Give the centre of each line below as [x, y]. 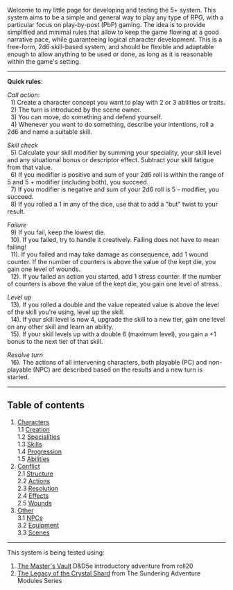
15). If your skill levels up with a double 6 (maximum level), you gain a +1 [113, 334]
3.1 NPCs [30, 518]
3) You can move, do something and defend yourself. [86, 117]
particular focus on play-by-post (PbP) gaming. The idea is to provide [106, 25]
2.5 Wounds [34, 503]
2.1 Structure [35, 474]
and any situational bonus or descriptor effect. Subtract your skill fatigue [111, 160]
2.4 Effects [33, 496]
